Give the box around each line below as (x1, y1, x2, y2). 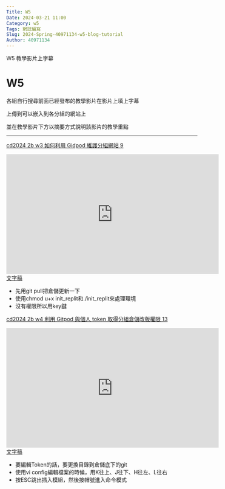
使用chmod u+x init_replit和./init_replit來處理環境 (15, 294, 136, 302)
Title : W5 (6, 9, 32, 15)
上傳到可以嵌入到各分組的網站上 (6, 110, 86, 117)
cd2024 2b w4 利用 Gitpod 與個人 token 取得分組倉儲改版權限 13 (6, 315, 168, 322)
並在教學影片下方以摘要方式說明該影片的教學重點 (6, 123, 129, 130)
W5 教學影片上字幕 (6, 55, 54, 61)
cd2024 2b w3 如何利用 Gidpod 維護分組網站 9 (6, 141, 124, 149)
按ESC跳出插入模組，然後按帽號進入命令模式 (15, 476, 127, 484)
